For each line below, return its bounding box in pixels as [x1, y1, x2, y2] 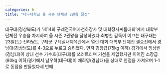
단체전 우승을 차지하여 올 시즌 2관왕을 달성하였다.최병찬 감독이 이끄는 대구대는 [5, 32, 157, 38]
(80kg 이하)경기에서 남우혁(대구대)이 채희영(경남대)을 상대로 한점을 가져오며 [5, 57, 154, 63]
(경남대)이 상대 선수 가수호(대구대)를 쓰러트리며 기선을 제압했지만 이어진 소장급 [5, 51, 158, 57]
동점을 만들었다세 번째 [10, 63, 53, 70]
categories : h [5, 7, 35, 12]
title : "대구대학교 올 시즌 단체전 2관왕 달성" [5, 12, 90, 17]
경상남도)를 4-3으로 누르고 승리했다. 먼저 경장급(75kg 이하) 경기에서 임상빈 [14, 45, 161, 51]
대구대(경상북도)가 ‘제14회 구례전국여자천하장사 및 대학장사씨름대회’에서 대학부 [5, 26, 158, 32]
